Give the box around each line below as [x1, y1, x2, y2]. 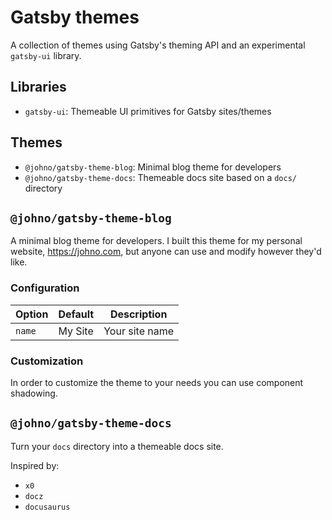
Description [109, 307, 168, 321]
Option [15, 307, 49, 321]
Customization [10, 354, 84, 368]
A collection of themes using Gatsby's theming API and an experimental [10, 39, 306, 51]
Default [58, 307, 95, 321]
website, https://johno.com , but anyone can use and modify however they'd [10, 246, 322, 258]
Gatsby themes [10, 6, 140, 29]
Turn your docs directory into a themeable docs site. [10, 440, 224, 452]
